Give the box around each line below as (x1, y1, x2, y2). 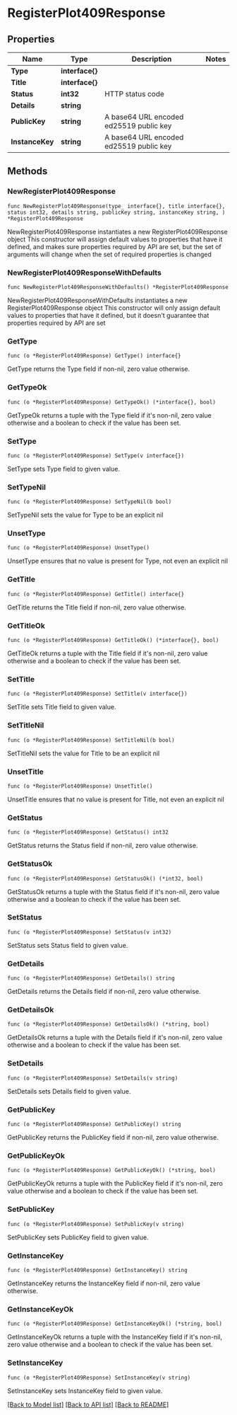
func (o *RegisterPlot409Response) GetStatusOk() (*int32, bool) (7, 875, 203, 882)
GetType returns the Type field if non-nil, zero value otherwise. (7, 365, 190, 373)
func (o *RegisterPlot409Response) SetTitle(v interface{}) (7, 690, 188, 698)
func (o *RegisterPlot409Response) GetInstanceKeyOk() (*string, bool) (7, 1320, 222, 1328)
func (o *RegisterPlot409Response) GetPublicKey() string (7, 1121, 181, 1128)
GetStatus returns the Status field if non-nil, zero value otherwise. (7, 841, 198, 850)
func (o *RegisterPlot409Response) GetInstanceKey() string (7, 1266, 188, 1273)
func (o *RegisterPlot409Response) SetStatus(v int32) (7, 929, 172, 936)
